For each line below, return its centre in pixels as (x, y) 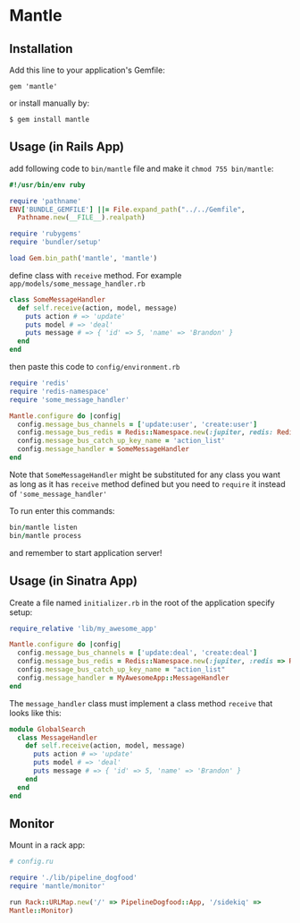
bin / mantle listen (43, 527)
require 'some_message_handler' (69, 399)
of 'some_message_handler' (58, 493)
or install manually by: (50, 103)
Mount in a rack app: (47, 845)
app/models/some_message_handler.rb (77, 284)
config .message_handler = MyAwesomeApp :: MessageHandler (123, 678)
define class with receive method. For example (96, 275)
